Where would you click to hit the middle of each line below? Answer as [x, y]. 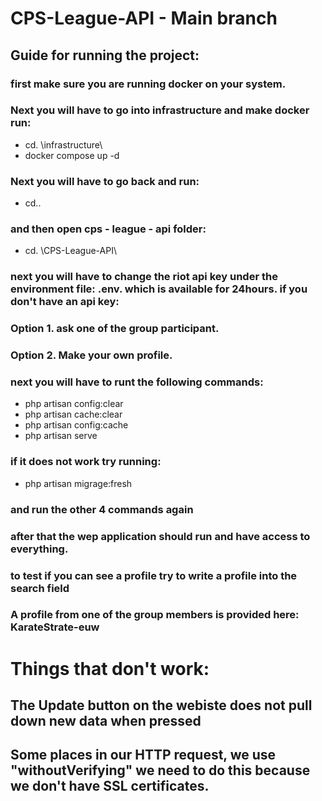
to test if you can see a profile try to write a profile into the [154, 575]
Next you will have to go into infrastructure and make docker [160, 110]
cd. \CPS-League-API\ [70, 251]
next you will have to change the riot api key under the [144, 277]
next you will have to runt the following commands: [137, 382]
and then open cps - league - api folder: [108, 229]
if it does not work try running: [86, 462]
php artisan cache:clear [73, 414]
